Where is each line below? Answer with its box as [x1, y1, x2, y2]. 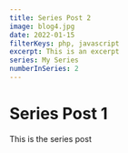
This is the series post [9, 133, 93, 144]
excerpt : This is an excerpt [9, 47, 120, 56]
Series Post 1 [9, 104, 108, 124]
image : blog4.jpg [9, 22, 75, 31]
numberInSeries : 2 [9, 65, 79, 74]
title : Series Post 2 [9, 13, 92, 23]
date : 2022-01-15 [9, 30, 75, 39]
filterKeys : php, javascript [9, 38, 120, 48]
